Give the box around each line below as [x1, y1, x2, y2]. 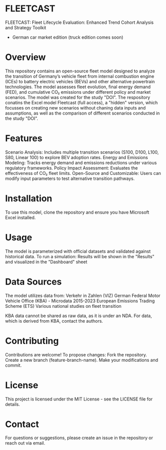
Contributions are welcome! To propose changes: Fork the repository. [5, 351, 147, 357]
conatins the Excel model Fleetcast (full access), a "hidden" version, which [5, 100, 158, 106]
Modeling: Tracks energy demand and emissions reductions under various [5, 160, 157, 166]
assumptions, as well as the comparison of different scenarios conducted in [5, 110, 160, 116]
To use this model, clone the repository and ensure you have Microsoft [5, 209, 150, 215]
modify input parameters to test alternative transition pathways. [5, 175, 135, 181]
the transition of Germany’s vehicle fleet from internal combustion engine [5, 73, 155, 79]
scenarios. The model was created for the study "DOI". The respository [5, 94, 150, 100]
